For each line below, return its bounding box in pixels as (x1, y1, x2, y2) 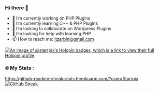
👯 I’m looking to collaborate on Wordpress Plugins (12, 26, 112, 31)
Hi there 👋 (5, 4, 29, 11)
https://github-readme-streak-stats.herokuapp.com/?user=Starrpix (5, 76, 139, 81)
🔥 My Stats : (5, 65, 34, 72)
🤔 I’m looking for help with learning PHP (12, 31, 91, 37)
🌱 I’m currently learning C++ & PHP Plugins (12, 20, 98, 26)
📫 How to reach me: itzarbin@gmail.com (12, 36, 94, 42)
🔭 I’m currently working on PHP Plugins (12, 15, 90, 21)
